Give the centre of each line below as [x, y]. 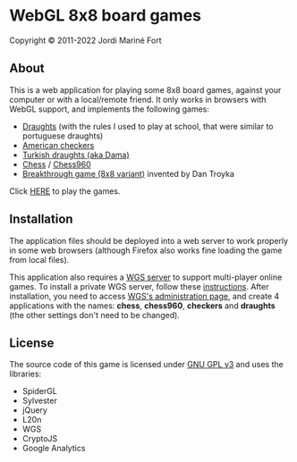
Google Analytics [54, 449]
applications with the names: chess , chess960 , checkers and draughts [142, 306]
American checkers [58, 145]
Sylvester [40, 401]
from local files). [39, 259]
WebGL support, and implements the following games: [110, 109]
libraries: [25, 374]
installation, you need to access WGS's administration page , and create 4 [144, 296]
